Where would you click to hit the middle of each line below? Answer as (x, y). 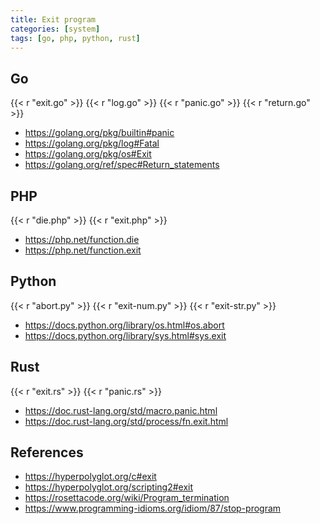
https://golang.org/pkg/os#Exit (88, 154)
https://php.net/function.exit (83, 250)
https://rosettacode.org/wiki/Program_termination (127, 498)
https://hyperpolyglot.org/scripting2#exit (109, 487)
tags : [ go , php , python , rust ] (75, 38)
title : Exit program (53, 19)
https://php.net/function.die (82, 239)
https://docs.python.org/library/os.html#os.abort (124, 325)
